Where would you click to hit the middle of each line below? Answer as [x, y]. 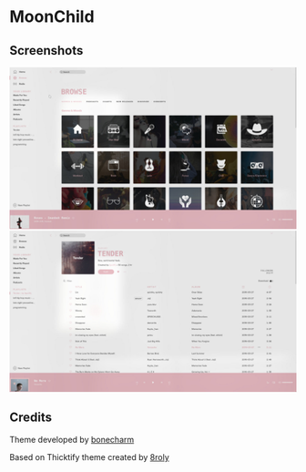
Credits [31, 418]
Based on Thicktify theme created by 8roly [90, 457]
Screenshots [46, 51]
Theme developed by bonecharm [72, 439]
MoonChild [52, 17]
